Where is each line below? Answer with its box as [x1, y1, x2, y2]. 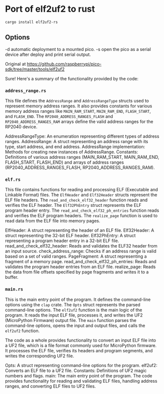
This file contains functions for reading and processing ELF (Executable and [5, 187, 158, 193]
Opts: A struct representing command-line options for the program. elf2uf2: [5, 362, 158, 368]
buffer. [5, 274, 19, 280]
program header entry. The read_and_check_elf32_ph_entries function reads [5, 207, 159, 214]
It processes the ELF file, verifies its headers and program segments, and [5, 347, 153, 353]
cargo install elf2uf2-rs [5, 20, 58, 25]
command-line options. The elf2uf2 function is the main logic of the [5, 307, 142, 313]
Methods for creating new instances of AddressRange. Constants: [5, 148, 139, 155]
